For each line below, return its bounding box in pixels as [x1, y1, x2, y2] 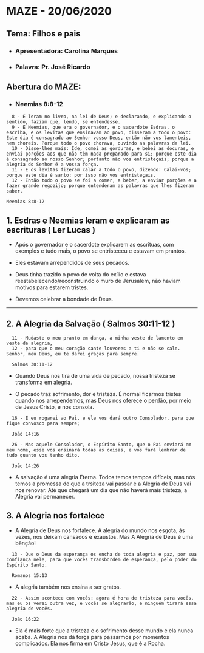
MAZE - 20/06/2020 [6, 4, 112, 18]
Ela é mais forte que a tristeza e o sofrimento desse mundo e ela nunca [15, 627, 194, 634]
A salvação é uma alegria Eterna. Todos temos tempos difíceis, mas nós [15, 473, 195, 480]
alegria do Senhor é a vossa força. [6, 162, 99, 168]
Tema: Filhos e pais [6, 29, 81, 39]
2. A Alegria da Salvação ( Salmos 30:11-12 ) [6, 319, 175, 329]
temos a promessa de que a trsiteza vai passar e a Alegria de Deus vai [15, 480, 191, 487]
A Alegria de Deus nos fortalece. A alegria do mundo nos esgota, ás [15, 527, 185, 534]
